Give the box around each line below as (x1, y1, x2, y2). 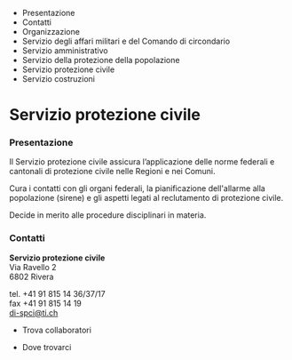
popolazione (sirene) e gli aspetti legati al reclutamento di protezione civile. (9, 193, 284, 204)
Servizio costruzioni (21, 74, 96, 84)
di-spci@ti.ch (9, 307, 59, 318)
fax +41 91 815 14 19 (9, 298, 83, 308)
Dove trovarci (21, 341, 72, 352)
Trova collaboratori (21, 324, 91, 335)
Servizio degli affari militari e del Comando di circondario (21, 36, 231, 46)
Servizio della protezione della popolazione (21, 55, 180, 65)
